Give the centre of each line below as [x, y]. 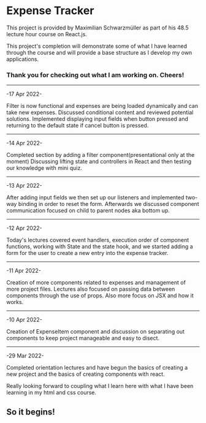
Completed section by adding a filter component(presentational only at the [101, 155]
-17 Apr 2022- [24, 94]
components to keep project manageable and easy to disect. [83, 338]
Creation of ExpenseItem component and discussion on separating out [96, 332]
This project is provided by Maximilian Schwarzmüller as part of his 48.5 [97, 28]
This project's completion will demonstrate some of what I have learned [97, 46]
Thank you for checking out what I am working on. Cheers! [95, 75]
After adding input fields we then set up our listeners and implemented [95, 197]
